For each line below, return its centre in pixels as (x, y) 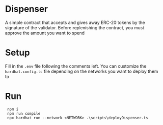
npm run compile (24, 113)
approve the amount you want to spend (45, 33)
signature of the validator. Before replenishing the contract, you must (75, 27)
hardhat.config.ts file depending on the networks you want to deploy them (82, 71)
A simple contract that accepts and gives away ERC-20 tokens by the (75, 22)
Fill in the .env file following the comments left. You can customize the (76, 66)
